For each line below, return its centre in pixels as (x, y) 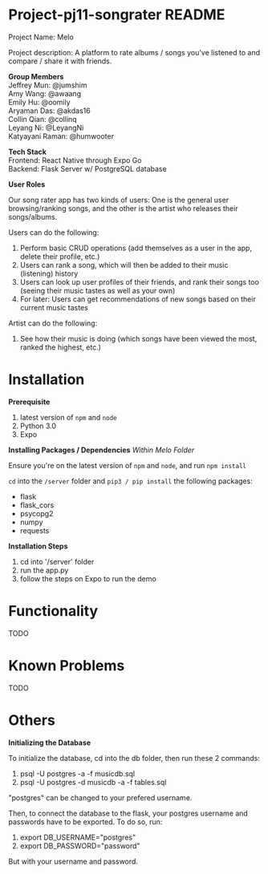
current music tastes (54, 307)
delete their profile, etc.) (60, 256)
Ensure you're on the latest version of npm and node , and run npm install (128, 465)
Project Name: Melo (41, 37)
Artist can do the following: (53, 323)
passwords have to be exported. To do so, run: (85, 821)
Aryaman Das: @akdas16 (49, 111)
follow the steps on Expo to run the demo (88, 578)
